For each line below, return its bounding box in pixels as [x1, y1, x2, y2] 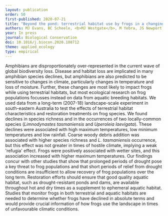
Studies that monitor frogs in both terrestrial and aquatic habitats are [5, 190, 146, 196]
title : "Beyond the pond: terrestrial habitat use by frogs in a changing [5, 21, 164, 26]
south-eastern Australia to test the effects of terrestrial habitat [5, 105, 133, 111]
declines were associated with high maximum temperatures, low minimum [5, 126, 157, 132]
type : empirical [5, 49, 39, 54]
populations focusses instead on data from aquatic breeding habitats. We [5, 94, 156, 100]
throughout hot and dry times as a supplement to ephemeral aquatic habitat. [5, 185, 162, 191]
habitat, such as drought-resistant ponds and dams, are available [5, 179, 139, 185]
